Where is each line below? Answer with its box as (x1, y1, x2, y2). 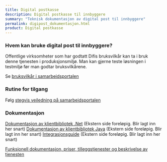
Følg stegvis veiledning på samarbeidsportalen (5, 97, 101, 103)
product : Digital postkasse (5, 26, 64, 31)
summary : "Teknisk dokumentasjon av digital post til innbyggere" (5, 16, 146, 21)
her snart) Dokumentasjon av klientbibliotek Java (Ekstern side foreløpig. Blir (5, 126, 162, 132)
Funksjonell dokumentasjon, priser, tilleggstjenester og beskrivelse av (5, 146, 148, 152)
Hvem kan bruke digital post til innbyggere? (5, 42, 113, 49)
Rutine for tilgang (5, 86, 48, 93)
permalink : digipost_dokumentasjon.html (5, 21, 90, 26)
